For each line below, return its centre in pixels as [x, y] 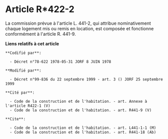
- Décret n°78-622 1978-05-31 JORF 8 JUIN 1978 [61, 61]
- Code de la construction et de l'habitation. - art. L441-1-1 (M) [83, 128]
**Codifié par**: [23, 53]
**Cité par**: [20, 92]
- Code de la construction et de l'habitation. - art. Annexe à [78, 101]
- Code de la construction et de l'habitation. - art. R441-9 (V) [81, 110]
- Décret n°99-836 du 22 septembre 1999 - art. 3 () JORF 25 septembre [87, 79]
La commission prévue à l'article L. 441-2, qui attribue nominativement [78, 23]
